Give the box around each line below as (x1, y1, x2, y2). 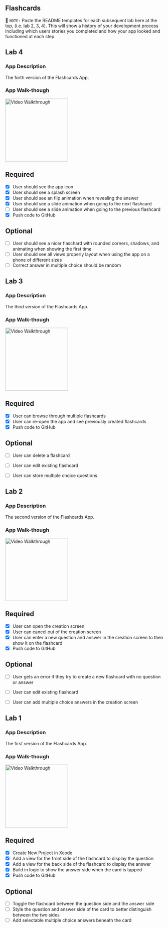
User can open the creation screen (12, 623, 85, 629)
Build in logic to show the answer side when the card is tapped (12, 867, 142, 873)
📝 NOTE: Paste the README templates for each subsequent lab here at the (5, 17, 157, 23)
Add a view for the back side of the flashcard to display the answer (12, 861, 151, 867)
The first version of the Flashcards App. (5, 740, 88, 746)
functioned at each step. (5, 33, 56, 39)
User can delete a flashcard (12, 452, 70, 458)
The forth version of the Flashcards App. (5, 74, 89, 80)
